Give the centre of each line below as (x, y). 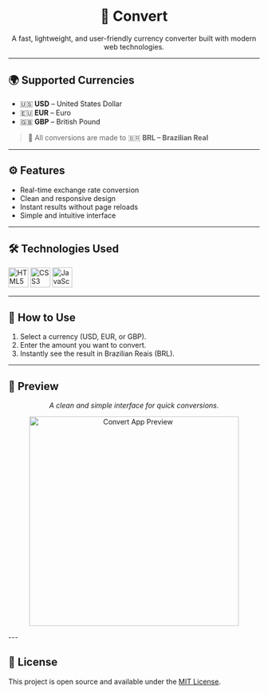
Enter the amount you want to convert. (83, 345)
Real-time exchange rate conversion (79, 190)
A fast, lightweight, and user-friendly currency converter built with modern (134, 38)
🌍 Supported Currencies (71, 80)
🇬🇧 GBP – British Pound (60, 121)
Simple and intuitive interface (68, 215)
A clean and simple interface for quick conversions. (134, 405)
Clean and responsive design (68, 198)
